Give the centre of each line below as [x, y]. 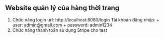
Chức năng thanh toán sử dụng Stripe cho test [60, 30]
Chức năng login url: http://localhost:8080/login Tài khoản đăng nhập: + [86, 19]
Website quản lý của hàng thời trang [62, 8]
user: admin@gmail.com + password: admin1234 [62, 25]
